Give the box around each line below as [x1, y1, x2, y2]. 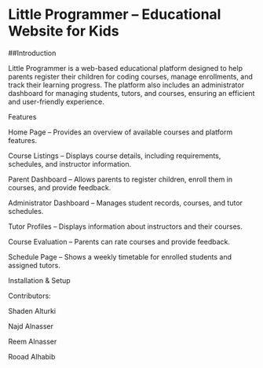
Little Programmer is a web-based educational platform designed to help [8, 63, 243, 72]
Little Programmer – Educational [8, 6, 221, 24]
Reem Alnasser [8, 337, 57, 346]
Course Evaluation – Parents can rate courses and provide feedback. [8, 237, 230, 246]
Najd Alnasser [8, 321, 53, 331]
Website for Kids [8, 22, 119, 40]
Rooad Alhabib [8, 351, 56, 361]
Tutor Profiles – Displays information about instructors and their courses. [8, 222, 243, 231]
